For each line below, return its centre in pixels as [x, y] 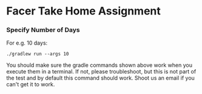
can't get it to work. [31, 84]
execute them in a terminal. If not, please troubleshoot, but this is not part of [101, 72]
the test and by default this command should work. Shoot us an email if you [101, 78]
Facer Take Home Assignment [83, 11]
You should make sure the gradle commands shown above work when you [99, 65]
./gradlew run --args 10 [38, 54]
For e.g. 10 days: [27, 43]
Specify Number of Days [43, 30]
